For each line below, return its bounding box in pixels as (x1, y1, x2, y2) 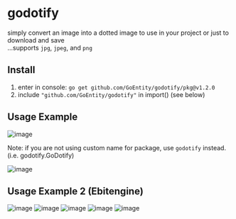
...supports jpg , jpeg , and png (7, 43, 92, 52)
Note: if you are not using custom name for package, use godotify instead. (7, 143, 226, 152)
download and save (7, 35, 65, 44)
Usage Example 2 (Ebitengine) (7, 185, 144, 197)
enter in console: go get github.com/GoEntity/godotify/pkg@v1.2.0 (17, 83, 215, 91)
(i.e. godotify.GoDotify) (7, 151, 75, 159)
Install (7, 64, 36, 76)
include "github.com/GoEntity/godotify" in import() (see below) (17, 90, 205, 99)
